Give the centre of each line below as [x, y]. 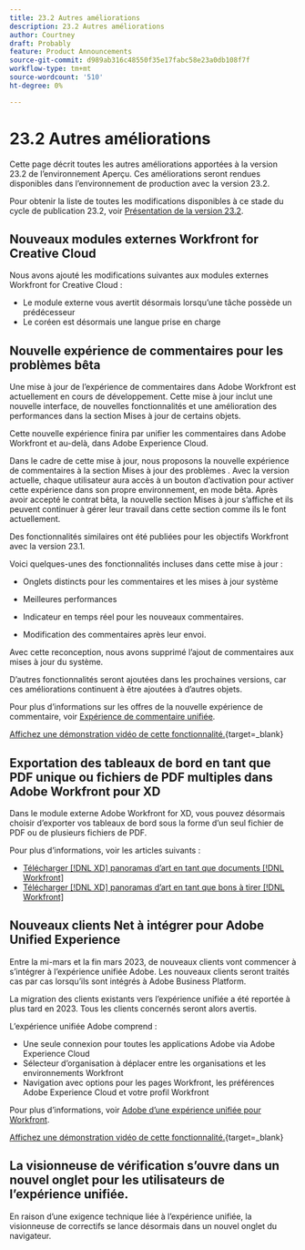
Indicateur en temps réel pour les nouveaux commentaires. [133, 617]
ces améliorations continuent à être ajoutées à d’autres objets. [126, 690]
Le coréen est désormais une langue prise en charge [122, 322]
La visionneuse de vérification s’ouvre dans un [145, 1166]
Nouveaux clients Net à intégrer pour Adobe [137, 926]
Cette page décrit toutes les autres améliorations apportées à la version [143, 164]
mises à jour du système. [56, 662]
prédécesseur [49, 312]
